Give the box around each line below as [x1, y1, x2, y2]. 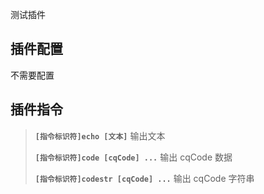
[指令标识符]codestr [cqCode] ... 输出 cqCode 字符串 [34, 172, 255, 184]
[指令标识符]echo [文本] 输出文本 [34, 129, 166, 142]
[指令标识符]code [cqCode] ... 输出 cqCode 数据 [34, 151, 233, 163]
